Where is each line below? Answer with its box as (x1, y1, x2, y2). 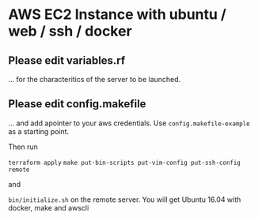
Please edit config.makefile (8, 97, 146, 111)
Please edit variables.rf (8, 54, 126, 67)
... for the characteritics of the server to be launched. (8, 75, 181, 84)
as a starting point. (8, 126, 70, 136)
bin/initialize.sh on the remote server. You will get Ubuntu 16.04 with (8, 195, 241, 204)
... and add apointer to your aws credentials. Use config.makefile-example (8, 118, 251, 128)
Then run (8, 142, 38, 151)
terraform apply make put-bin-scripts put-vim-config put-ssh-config (8, 158, 241, 166)
